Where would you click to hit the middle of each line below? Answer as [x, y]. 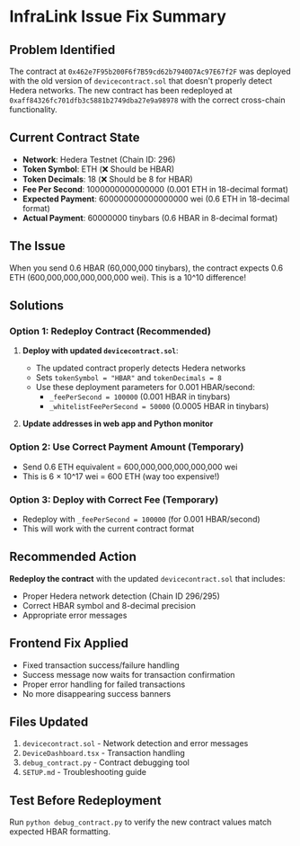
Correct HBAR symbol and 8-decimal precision [109, 605]
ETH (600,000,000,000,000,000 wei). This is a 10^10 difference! [128, 277]
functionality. [34, 109]
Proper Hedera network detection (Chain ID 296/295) [121, 596]
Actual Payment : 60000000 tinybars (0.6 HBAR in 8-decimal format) [150, 218]
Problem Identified [62, 50]
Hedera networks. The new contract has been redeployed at [121, 90]
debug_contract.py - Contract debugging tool [106, 762]
